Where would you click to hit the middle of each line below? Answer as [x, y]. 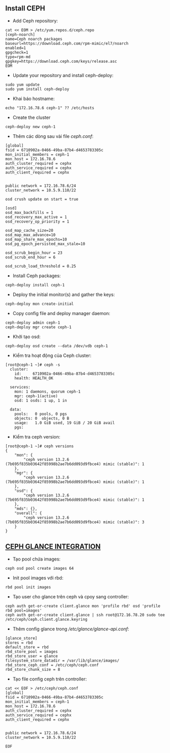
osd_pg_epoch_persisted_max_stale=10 [45, 244]
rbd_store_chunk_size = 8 [33, 669]
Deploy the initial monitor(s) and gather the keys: [64, 294]
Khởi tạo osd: [26, 336]
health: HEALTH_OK [34, 378]
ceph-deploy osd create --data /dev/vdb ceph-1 [57, 346]
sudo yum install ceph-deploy [37, 89]
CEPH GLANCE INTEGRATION [53, 546]
